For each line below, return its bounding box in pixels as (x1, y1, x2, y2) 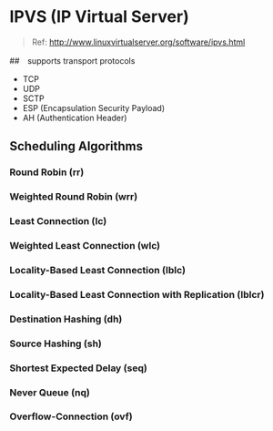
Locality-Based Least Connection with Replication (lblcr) (9, 288, 265, 301)
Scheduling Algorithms (9, 139, 144, 154)
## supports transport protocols (9, 55, 136, 66)
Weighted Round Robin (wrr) (9, 190, 138, 203)
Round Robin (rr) (9, 166, 85, 179)
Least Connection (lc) (9, 215, 107, 228)
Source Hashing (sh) (9, 337, 103, 350)
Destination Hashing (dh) (9, 313, 123, 325)
